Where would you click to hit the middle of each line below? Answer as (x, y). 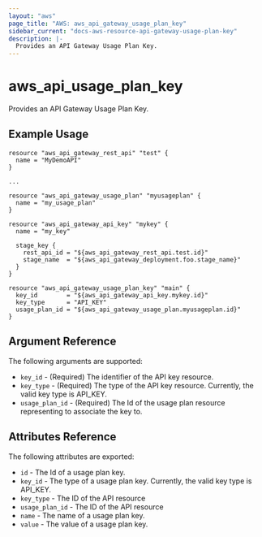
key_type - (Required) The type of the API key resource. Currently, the (137, 385)
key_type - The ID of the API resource (83, 498)
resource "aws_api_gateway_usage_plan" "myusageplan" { (105, 196)
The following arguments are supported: (76, 361)
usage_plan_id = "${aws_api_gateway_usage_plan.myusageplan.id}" (129, 310)
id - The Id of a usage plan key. (73, 472)
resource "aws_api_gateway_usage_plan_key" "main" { (99, 288)
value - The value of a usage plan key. (84, 524)
